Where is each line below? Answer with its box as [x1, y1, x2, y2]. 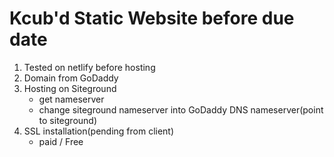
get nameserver [38, 93, 105, 105]
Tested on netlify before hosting [23, 61, 156, 73]
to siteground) [38, 114, 98, 126]
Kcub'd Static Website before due [9, 7, 295, 30]
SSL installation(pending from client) [23, 125, 175, 137]
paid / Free [38, 135, 84, 147]
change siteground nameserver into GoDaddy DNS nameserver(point [38, 103, 324, 116]
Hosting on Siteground [23, 82, 117, 94]
